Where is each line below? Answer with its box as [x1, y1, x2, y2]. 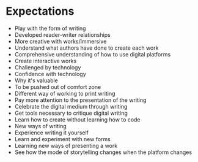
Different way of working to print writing [14, 90, 116, 97]
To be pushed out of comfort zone [14, 83, 101, 90]
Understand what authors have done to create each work [14, 44, 159, 52]
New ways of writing [14, 122, 67, 129]
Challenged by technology [14, 63, 81, 71]
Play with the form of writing [14, 25, 86, 32]
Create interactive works [14, 57, 77, 64]
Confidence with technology [14, 70, 86, 77]
